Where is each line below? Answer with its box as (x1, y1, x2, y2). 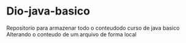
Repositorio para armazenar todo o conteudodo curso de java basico (6, 24, 180, 31)
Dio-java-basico (6, 4, 91, 18)
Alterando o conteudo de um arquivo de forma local (6, 30, 136, 38)
